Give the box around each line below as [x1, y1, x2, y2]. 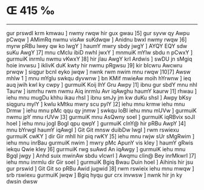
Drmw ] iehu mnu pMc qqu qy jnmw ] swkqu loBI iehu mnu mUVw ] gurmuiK [6, 107, 197, 114]
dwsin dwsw [6, 177, 38, 185]
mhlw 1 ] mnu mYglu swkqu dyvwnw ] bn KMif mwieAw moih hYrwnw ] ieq [6, 74, 191, 82]
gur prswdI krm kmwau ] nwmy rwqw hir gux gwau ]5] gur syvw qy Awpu [6, 29, 190, 36]
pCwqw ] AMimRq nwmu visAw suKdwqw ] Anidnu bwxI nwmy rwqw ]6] [6, 36, 187, 43]
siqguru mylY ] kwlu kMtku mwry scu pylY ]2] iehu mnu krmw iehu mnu [6, 100, 185, 107]
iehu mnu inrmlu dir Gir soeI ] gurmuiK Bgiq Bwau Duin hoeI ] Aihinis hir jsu [6, 158, 193, 166]
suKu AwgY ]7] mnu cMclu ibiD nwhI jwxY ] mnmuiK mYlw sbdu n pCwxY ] [6, 49, 193, 56]
